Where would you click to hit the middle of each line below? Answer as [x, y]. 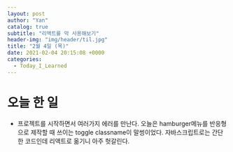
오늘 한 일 [33, 103]
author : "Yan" [28, 20]
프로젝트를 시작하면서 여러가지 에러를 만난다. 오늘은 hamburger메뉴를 [113, 123]
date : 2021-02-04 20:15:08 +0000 [56, 53]
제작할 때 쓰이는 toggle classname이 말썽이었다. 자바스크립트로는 [120, 132]
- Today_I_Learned [41, 66]
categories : [24, 60]
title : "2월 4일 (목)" [38, 46]
